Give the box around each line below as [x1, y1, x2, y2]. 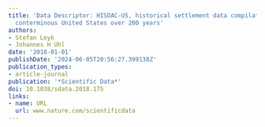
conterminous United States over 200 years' [15, 19, 164, 27]
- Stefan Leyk [8, 33, 55, 42]
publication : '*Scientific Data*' [8, 77, 122, 85]
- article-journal [8, 70, 69, 78]
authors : [8, 26, 37, 34]
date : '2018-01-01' [8, 48, 73, 56]
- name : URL [8, 99, 47, 107]
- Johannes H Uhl [8, 41, 65, 49]
